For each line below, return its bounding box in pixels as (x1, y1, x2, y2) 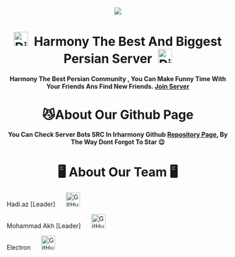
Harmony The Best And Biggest (33, 34, 222, 49)
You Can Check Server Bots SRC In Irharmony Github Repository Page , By (7, 131, 229, 139)
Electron (6, 244, 31, 252)
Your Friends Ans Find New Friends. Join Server (46, 82, 190, 90)
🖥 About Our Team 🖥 (57, 164, 179, 180)
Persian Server (63, 51, 152, 67)
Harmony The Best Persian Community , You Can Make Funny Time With (9, 74, 227, 83)
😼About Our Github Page (42, 107, 194, 123)
